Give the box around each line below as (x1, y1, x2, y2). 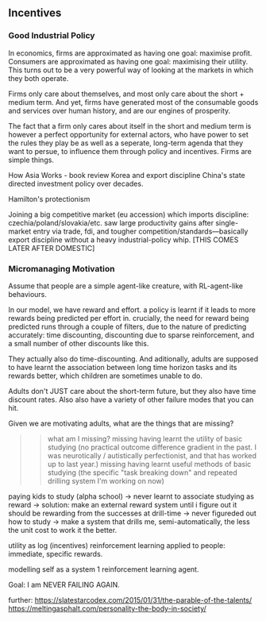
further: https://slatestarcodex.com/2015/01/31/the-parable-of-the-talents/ (8, 595, 253, 604)
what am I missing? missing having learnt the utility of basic (47, 434, 243, 443)
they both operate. (8, 73, 69, 83)
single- (215, 218, 239, 227)
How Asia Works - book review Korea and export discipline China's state (8, 170, 246, 179)
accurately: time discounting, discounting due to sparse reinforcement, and (8, 330, 255, 340)
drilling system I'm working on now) (47, 476, 165, 485)
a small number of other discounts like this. (8, 338, 149, 348)
